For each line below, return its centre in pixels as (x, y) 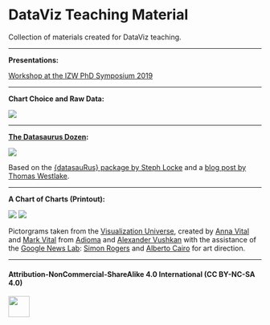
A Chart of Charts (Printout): (57, 199)
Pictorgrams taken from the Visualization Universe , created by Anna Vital (129, 231)
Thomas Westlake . (39, 176)
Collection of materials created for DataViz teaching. (95, 37)
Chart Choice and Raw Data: (56, 99)
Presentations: (33, 60)
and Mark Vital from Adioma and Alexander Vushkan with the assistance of (133, 239)
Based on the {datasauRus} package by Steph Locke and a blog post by (127, 167)
